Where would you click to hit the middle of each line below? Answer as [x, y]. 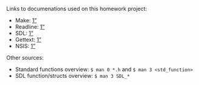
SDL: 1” [24, 33]
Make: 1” [26, 20]
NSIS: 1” [25, 46]
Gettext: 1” [28, 39]
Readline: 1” [30, 27]
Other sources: [25, 58]
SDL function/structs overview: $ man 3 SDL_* [72, 76]
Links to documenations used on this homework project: [77, 9]
